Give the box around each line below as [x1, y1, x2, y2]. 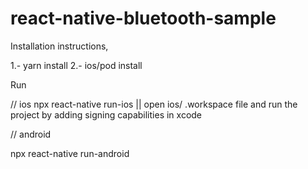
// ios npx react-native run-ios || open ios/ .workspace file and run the [10, 98, 298, 110]
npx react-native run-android [10, 147, 130, 159]
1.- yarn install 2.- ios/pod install [10, 59, 143, 71]
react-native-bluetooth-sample [10, 7, 277, 30]
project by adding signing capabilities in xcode [10, 108, 203, 121]
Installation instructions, [10, 40, 109, 52]
